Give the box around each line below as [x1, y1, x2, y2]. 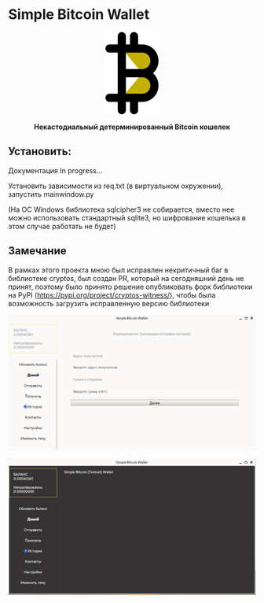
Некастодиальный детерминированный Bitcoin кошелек [34, 122, 230, 131]
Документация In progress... [8, 165, 103, 175]
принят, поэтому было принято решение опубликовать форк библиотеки [8, 282, 253, 291]
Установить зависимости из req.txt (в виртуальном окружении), [8, 181, 224, 191]
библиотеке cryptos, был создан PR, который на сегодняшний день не [8, 273, 244, 283]
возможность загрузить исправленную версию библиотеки [8, 298, 210, 308]
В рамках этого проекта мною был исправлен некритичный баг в [8, 265, 229, 275]
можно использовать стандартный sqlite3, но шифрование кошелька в [8, 213, 246, 222]
